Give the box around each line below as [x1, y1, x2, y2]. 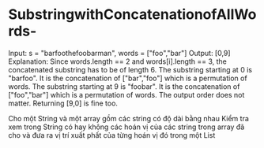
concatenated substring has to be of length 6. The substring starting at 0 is [8, 65, 253, 74]
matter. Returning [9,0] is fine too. [8, 98, 119, 108]
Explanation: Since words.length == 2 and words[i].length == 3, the [8, 57, 228, 66]
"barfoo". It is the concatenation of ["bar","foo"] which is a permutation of [8, 73, 247, 83]
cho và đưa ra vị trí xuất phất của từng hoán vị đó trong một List [8, 130, 216, 139]
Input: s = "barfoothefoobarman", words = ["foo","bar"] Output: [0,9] [8, 48, 231, 57]
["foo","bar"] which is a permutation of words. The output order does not [8, 90, 245, 99]
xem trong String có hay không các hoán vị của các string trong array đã [8, 122, 245, 131]
